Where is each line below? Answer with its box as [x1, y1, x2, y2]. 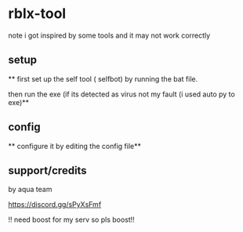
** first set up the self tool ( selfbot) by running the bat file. [8, 74, 198, 83]
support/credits [8, 164, 88, 177]
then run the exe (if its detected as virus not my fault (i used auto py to [8, 89, 235, 99]
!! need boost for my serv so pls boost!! [8, 215, 135, 224]
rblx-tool [8, 5, 67, 23]
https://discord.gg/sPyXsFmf [8, 200, 102, 209]
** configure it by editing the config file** [8, 141, 141, 150]
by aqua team [8, 185, 53, 194]
